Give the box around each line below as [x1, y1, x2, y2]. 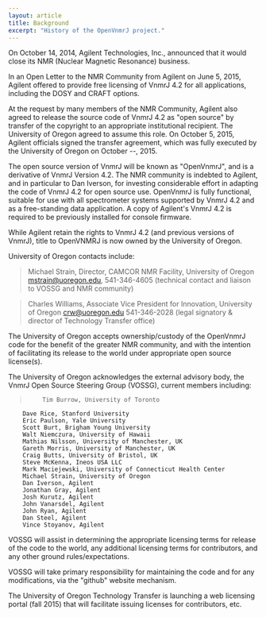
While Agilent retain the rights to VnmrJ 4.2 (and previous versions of [8, 228, 234, 237]
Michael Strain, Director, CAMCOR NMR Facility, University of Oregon [27, 267, 255, 276]
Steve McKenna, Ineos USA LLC [22, 458, 123, 467]
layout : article [8, 11, 62, 20]
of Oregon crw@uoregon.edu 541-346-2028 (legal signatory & [27, 307, 233, 318]
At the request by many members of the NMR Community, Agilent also [8, 104, 238, 114]
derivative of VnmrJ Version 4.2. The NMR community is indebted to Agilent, [8, 170, 258, 179]
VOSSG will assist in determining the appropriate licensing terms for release [8, 535, 256, 545]
